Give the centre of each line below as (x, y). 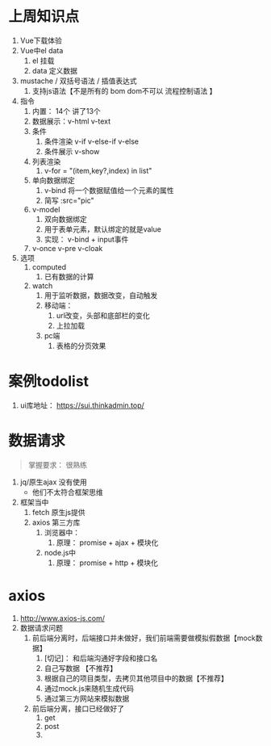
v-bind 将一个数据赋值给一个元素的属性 (109, 190)
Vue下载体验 (41, 40)
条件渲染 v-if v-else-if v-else (92, 141)
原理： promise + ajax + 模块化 (107, 543)
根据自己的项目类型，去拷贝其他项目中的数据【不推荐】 (136, 678)
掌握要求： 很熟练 (57, 464)
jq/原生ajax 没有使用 (53, 482)
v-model (46, 209)
